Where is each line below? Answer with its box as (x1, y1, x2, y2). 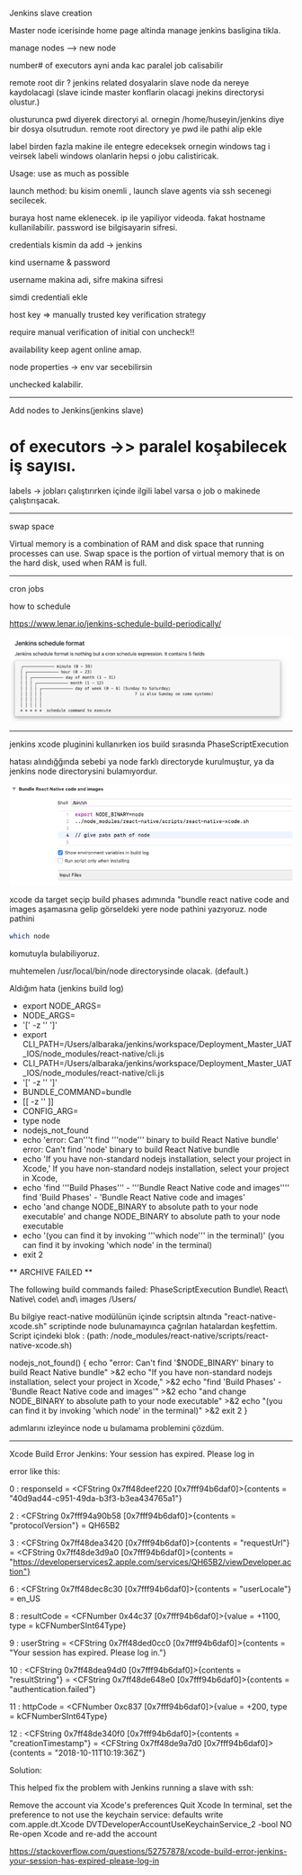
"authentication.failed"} (9, 1683, 96, 1694)
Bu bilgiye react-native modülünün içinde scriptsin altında (9, 1310, 223, 1322)
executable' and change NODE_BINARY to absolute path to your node (22, 1210, 280, 1221)
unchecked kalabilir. (9, 379, 84, 390)
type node (22, 1115, 61, 1126)
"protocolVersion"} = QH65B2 (9, 1519, 120, 1530)
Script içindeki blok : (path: (9, 1330, 110, 1341)
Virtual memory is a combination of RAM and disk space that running (9, 538, 264, 548)
